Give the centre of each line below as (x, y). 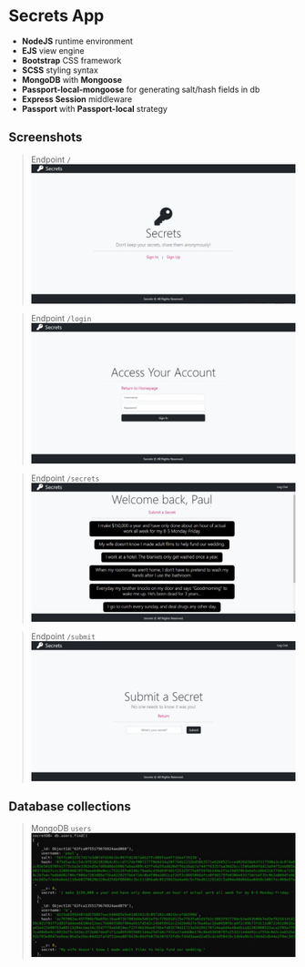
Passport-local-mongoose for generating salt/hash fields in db (141, 89)
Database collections (70, 806)
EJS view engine (53, 50)
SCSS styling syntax (60, 70)
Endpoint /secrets (65, 478)
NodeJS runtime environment (77, 41)
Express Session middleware (77, 99)
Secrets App (56, 16)
